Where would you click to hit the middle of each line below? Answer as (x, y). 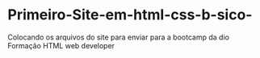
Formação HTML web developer (61, 45)
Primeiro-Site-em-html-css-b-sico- (130, 15)
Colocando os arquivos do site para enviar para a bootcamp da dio (118, 37)
